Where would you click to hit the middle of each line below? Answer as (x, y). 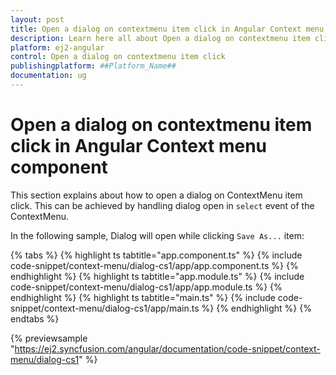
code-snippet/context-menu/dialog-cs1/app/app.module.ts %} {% (146, 287)
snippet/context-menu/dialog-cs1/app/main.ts (105, 308)
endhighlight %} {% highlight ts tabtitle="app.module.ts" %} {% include (157, 276)
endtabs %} (35, 318)
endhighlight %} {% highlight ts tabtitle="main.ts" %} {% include (143, 297)
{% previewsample (49, 338)
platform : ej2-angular (57, 47)
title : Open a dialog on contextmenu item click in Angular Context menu (167, 29)
